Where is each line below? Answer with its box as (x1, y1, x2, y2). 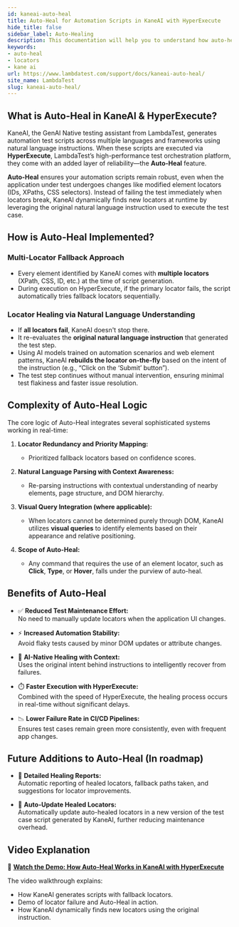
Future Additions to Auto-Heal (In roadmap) (7, 753, 204, 765)
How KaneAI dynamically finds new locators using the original (17, 906, 199, 914)
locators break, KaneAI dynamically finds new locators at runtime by (7, 195, 208, 204)
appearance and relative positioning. (28, 531, 136, 540)
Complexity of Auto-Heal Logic (7, 399, 148, 411)
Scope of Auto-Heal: (17, 545, 80, 553)
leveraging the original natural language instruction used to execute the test (7, 203, 229, 212)
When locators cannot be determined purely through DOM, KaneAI (28, 516, 224, 525)
